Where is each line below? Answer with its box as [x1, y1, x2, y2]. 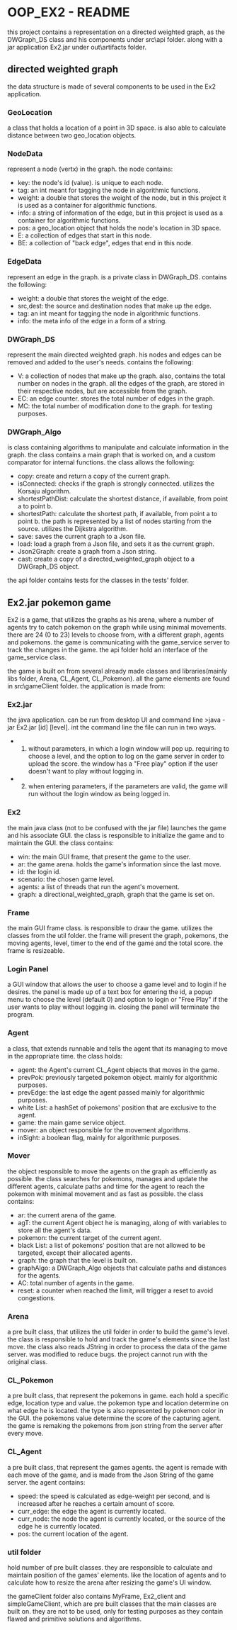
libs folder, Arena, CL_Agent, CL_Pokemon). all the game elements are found [7, 674, 230, 683]
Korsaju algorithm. [17, 487, 71, 496]
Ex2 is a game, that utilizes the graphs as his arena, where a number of [7, 615, 214, 624]
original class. [7, 1358, 48, 1366]
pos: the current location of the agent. [17, 1529, 129, 1538]
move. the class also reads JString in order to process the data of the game [7, 1343, 228, 1351]
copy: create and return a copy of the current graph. [17, 472, 170, 481]
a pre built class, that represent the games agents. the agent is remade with [7, 1463, 228, 1471]
